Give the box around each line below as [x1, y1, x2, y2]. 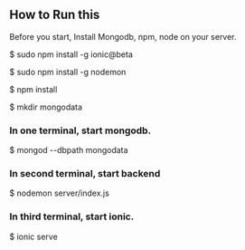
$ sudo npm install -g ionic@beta [9, 49, 133, 60]
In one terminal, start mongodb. [9, 124, 152, 137]
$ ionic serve [9, 231, 59, 242]
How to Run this [9, 7, 100, 23]
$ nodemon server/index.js [9, 187, 110, 198]
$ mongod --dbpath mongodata [9, 145, 128, 156]
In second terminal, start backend [9, 168, 161, 180]
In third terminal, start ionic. [9, 210, 135, 223]
